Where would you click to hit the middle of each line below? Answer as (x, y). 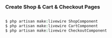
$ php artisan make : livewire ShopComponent (52, 21)
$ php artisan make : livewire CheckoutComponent (56, 31)
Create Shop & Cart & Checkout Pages (53, 7)
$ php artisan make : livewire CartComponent (52, 26)
